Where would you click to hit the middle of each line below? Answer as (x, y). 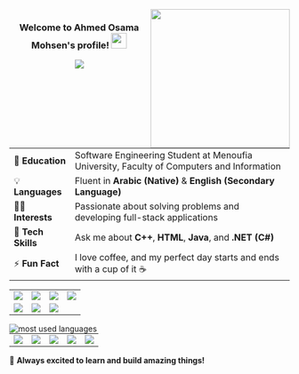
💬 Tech (29, 232)
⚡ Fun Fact (36, 263)
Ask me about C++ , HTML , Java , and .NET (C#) (174, 237)
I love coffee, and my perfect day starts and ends (177, 257)
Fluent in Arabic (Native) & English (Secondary (174, 181)
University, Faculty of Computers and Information (178, 166)
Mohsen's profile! (70, 45)
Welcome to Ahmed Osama (79, 28)
